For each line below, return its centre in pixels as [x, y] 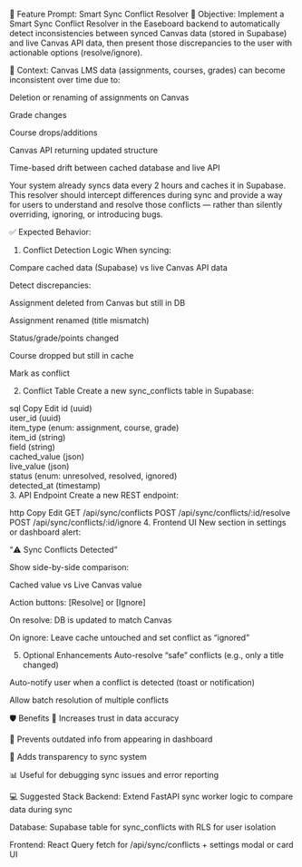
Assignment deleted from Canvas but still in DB [97, 303]
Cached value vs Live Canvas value [76, 585]
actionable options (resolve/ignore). [76, 53]
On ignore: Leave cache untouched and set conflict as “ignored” [130, 637]
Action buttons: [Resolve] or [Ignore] [78, 602]
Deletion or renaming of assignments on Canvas [99, 97]
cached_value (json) [47, 457]
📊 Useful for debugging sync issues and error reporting [114, 775]
